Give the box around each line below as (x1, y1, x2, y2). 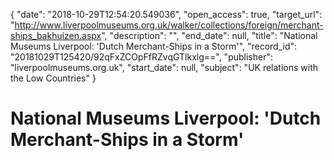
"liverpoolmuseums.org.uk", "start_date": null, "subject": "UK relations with (10, 62, 319, 73)
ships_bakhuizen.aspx (10, 30, 102, 41)
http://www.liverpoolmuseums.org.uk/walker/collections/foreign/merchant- (14, 19, 324, 31)
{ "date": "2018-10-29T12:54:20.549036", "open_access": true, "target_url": (10, 9, 323, 20)
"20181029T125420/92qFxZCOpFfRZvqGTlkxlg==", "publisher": (10, 51, 273, 63)
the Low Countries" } (10, 72, 97, 84)
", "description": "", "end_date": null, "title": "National (101, 30, 318, 41)
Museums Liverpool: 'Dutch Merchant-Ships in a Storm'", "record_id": (10, 40, 298, 52)
